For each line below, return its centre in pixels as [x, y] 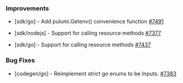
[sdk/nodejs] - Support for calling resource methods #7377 [88, 33]
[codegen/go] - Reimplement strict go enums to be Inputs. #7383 [95, 73]
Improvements [27, 8]
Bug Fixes [20, 60]
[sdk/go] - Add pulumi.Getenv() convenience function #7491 [89, 22]
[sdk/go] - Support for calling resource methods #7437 [82, 45]
